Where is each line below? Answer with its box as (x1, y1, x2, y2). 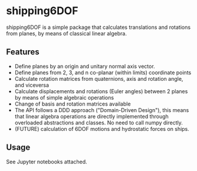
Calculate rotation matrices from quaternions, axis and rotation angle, (14, 75, 183, 82)
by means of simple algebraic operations (14, 94, 114, 101)
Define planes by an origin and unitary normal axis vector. (14, 63, 155, 70)
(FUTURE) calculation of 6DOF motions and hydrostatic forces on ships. (14, 125, 190, 132)
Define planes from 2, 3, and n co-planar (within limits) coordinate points (14, 69, 192, 76)
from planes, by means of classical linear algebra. (6, 29, 127, 37)
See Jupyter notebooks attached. (6, 158, 87, 165)
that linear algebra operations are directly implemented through (14, 113, 169, 120)
